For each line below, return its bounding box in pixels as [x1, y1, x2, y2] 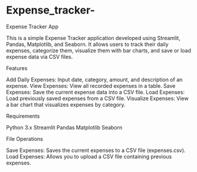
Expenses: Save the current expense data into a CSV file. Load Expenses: [6, 88, 185, 95]
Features [6, 64, 28, 71]
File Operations [6, 135, 43, 142]
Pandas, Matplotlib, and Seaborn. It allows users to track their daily [6, 41, 169, 48]
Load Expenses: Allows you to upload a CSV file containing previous [6, 153, 172, 160]
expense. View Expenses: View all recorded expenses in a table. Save [6, 82, 176, 89]
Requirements [6, 113, 40, 120]
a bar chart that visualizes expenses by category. [6, 101, 126, 108]
